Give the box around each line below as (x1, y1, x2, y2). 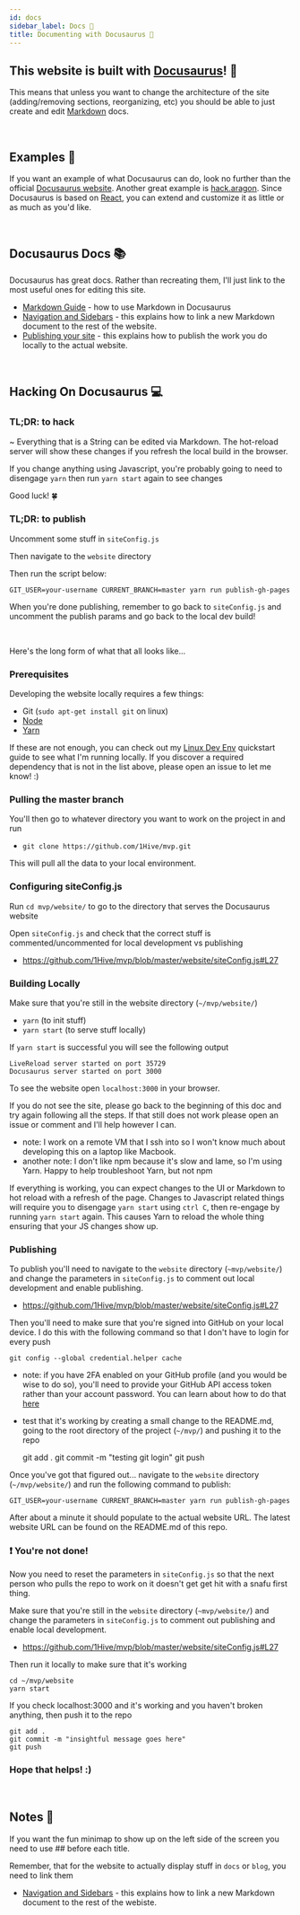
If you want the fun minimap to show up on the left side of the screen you (9, 1833, 280, 1844)
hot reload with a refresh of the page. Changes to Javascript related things (9, 1191, 285, 1203)
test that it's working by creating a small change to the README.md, (21, 1416, 275, 1427)
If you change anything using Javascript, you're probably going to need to (9, 463, 283, 474)
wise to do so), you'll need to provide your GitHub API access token (21, 1379, 272, 1390)
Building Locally (9, 977, 81, 989)
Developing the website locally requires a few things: (9, 689, 204, 699)
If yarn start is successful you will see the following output (9, 1041, 229, 1052)
